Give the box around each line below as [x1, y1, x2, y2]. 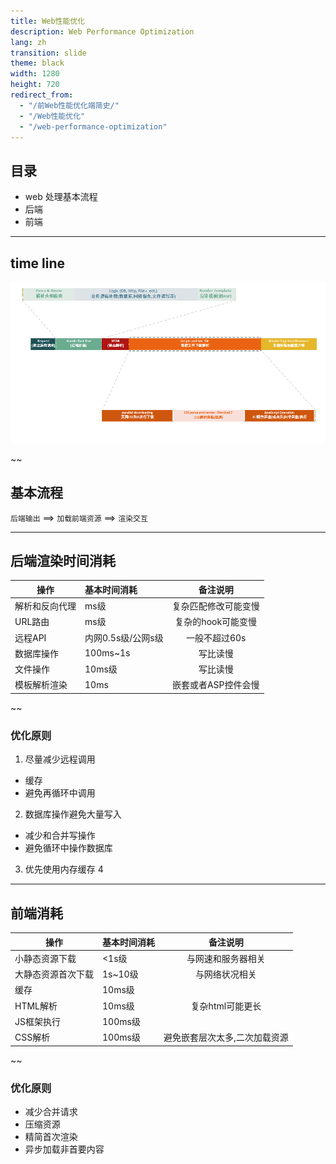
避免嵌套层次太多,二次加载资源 [163, 1031, 289, 1044]
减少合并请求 [24, 1105, 78, 1117]
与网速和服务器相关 [186, 952, 266, 964]
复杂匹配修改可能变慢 [171, 600, 260, 612]
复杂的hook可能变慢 [174, 616, 258, 628]
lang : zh [10, 37, 47, 47]
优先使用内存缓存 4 [24, 863, 104, 875]
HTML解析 [14, 1000, 58, 1012]
